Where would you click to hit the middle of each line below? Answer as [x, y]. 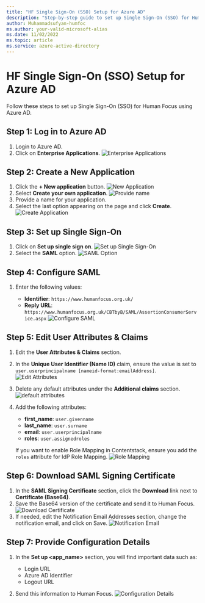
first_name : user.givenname [59, 419]
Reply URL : [38, 305]
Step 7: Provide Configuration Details [78, 542]
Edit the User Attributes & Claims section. [68, 352]
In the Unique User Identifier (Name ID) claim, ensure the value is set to [106, 364]
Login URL [37, 569]
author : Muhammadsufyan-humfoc [46, 23]
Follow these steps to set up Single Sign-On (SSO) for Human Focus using [99, 106]
